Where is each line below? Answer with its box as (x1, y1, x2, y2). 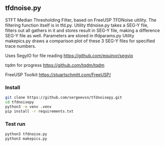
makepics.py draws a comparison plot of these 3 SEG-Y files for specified (5, 38, 155, 44)
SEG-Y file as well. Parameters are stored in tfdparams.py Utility (5, 32, 134, 38)
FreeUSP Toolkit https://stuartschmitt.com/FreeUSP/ (5, 71, 111, 78)
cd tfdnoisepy (5, 99, 34, 105)
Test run (5, 120, 26, 127)
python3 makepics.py (5, 136, 48, 141)
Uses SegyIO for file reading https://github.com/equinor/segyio (5, 53, 133, 58)
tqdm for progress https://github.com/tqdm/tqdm (5, 62, 105, 68)
